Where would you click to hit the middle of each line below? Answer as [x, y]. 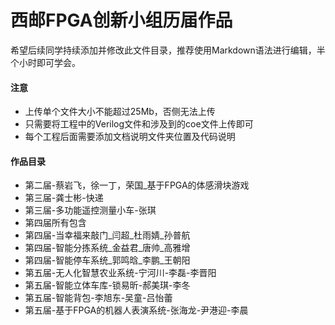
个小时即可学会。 [45, 62]
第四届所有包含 [55, 223]
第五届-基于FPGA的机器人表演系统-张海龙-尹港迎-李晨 [136, 310]
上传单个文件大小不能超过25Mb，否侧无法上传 [120, 112]
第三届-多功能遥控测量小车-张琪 [90, 210]
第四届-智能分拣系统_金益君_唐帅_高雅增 [107, 248]
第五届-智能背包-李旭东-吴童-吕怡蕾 [98, 298]
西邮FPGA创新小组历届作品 [121, 20]
